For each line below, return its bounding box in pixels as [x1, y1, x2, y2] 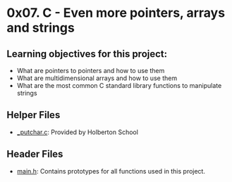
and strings [6, 20, 75, 36]
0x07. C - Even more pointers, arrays [6, 5, 226, 21]
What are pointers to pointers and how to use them [16, 67, 165, 74]
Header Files [6, 148, 63, 160]
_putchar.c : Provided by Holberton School [16, 128, 139, 136]
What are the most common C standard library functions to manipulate [16, 82, 222, 89]
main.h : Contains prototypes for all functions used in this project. [16, 167, 206, 175]
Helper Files [6, 109, 61, 121]
